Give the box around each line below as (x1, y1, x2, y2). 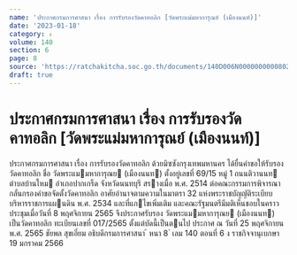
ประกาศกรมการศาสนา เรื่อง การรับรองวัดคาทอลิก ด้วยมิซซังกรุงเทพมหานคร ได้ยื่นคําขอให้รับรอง (9, 158, 285, 168)
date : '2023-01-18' (9, 21, 81, 30)
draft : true (9, 71, 53, 80)
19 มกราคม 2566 (9, 237, 65, 248)
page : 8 (9, 54, 38, 63)
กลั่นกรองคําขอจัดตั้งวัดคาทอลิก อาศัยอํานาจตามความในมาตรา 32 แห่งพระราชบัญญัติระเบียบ (9, 188, 273, 198)
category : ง (9, 29, 52, 38)
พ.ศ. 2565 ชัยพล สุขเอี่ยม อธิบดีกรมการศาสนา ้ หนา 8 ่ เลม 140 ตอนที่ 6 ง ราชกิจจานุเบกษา (9, 228, 280, 238)
